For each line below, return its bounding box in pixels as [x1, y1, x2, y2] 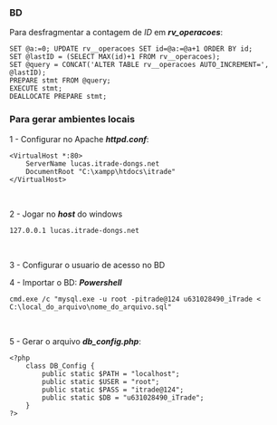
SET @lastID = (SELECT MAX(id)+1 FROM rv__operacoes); [9, 53, 221, 62]
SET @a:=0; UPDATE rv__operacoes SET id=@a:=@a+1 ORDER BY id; [9, 44, 253, 53]
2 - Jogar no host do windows [9, 208, 123, 219]
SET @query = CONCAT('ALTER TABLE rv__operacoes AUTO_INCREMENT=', [9, 61, 270, 70]
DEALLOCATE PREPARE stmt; [9, 92, 107, 101]
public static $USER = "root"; [42, 377, 160, 386]
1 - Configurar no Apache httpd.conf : [9, 133, 149, 144]
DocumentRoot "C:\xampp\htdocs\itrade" [25, 167, 177, 176]
